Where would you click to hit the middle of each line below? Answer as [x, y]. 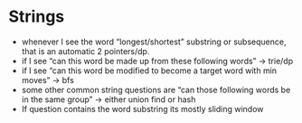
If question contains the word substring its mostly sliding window [142, 109]
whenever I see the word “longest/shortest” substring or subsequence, [154, 42]
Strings [37, 17]
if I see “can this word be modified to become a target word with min [149, 71]
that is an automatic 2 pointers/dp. [85, 51]
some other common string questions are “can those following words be [156, 90]
